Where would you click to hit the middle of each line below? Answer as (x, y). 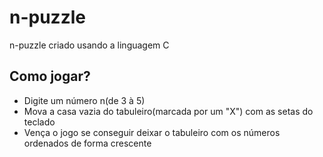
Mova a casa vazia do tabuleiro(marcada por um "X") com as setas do (168, 111)
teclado (39, 122)
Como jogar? (50, 76)
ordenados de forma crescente (87, 143)
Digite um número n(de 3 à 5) (84, 100)
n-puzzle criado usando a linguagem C (89, 45)
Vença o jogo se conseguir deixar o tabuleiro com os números (152, 132)
